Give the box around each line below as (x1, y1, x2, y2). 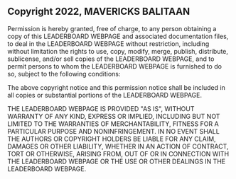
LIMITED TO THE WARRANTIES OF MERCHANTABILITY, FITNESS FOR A (7, 120, 219, 128)
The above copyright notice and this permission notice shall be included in (7, 83, 225, 91)
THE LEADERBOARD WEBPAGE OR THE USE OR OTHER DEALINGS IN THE (7, 157, 226, 166)
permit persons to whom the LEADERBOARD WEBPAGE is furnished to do (7, 62, 222, 70)
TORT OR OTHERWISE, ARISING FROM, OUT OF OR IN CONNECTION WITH (7, 149, 230, 158)
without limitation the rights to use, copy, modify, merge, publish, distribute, (7, 47, 229, 55)
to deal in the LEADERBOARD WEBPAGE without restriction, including (7, 39, 210, 48)
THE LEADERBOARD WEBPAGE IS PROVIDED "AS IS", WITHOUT (7, 104, 195, 112)
